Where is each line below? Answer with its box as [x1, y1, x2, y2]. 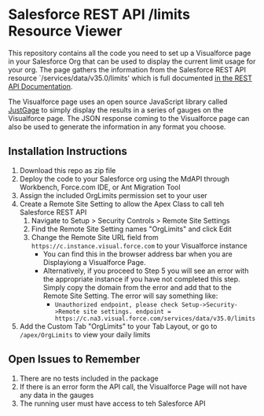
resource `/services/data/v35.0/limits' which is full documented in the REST [8, 73, 253, 83]
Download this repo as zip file [19, 165, 116, 175]
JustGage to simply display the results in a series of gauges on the [8, 105, 224, 115]
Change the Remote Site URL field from [31, 232, 159, 241]
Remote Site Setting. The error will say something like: [42, 291, 218, 300]
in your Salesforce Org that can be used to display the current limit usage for [8, 57, 256, 66]
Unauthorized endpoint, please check [54, 300, 178, 308]
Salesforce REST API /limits [8, 6, 191, 24]
